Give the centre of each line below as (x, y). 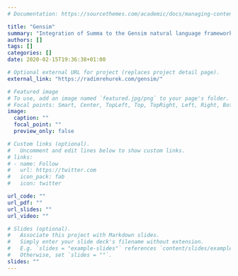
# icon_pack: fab (36, 177)
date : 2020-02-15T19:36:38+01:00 (57, 60)
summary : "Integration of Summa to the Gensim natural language (104, 33)
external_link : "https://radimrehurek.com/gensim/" (85, 79)
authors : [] (25, 40)
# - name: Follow (33, 163)
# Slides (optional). (39, 229)
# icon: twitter (34, 184)
